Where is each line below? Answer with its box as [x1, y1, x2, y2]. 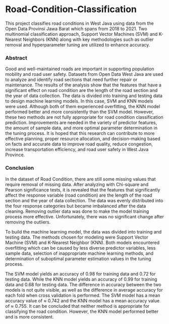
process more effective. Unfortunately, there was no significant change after [5, 213, 164, 219]
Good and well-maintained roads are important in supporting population [5, 66, 155, 72]
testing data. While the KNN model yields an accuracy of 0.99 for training [5, 276, 157, 282]
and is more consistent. [5, 313, 54, 319]
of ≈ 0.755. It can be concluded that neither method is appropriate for [5, 303, 150, 309]
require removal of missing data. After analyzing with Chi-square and [5, 181, 149, 188]
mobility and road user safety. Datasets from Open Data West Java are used [5, 71, 163, 77]
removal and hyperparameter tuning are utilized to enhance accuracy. [5, 41, 150, 48]
